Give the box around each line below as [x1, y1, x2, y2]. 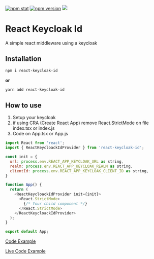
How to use [5, 101, 42, 109]
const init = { [5, 155, 38, 160]
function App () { [5, 182, 42, 188]
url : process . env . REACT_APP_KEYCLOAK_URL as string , [10, 159, 124, 164]
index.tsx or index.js [12, 125, 55, 131]
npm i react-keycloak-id [5, 68, 58, 73]
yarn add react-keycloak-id [5, 87, 65, 92]
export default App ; [5, 229, 49, 234]
